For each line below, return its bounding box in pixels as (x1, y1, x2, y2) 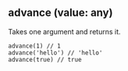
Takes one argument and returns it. (8, 27, 121, 36)
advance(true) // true (8, 55, 82, 63)
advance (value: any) (8, 6, 113, 20)
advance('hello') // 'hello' (8, 48, 103, 57)
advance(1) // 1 (8, 42, 61, 50)
